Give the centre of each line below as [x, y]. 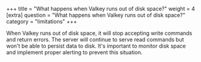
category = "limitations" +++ [42, 21]
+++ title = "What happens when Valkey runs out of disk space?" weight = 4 [101, 9]
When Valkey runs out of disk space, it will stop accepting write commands [99, 33]
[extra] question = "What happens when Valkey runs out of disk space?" [96, 15]
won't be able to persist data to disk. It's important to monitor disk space [96, 46]
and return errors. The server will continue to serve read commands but [95, 39]
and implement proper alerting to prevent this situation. [74, 52]
